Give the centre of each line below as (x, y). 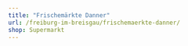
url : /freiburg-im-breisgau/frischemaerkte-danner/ (94, 23)
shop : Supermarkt (36, 30)
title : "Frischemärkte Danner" (59, 15)
